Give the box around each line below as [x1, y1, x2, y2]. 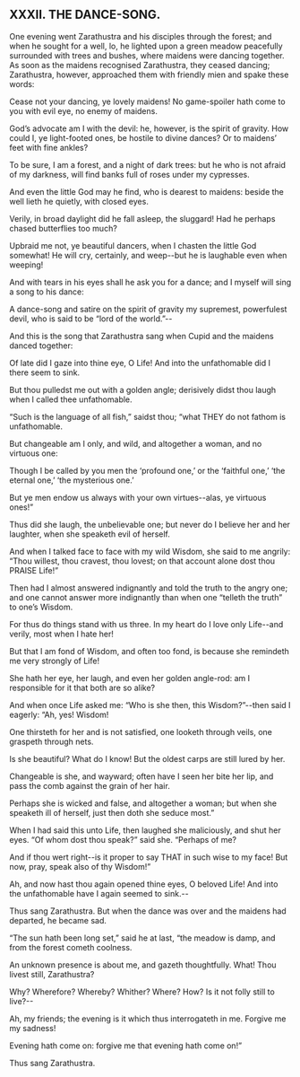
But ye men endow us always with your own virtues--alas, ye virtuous [9, 492, 267, 503]
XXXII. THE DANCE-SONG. [9, 7, 161, 22]
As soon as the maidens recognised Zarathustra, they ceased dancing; [9, 59, 270, 70]
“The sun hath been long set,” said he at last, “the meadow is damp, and [9, 933, 276, 943]
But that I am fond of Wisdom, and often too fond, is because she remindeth [9, 645, 289, 656]
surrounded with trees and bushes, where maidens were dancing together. [9, 49, 285, 61]
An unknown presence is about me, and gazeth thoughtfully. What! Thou [9, 959, 277, 970]
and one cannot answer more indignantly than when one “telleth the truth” [9, 591, 283, 602]
